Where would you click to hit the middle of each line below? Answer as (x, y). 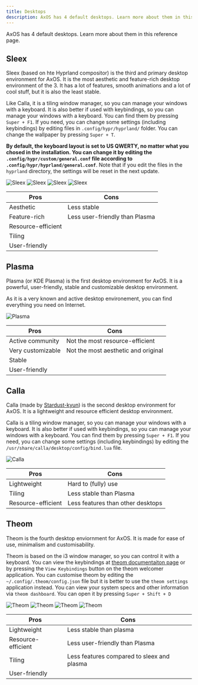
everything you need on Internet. (46, 305)
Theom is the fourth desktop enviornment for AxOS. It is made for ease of (95, 538)
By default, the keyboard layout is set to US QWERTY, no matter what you (98, 146)
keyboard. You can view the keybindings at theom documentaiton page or (96, 562)
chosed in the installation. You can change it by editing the (79, 152)
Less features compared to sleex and (118, 656)
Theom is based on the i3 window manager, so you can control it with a (93, 556)
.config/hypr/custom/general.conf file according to (69, 159)
